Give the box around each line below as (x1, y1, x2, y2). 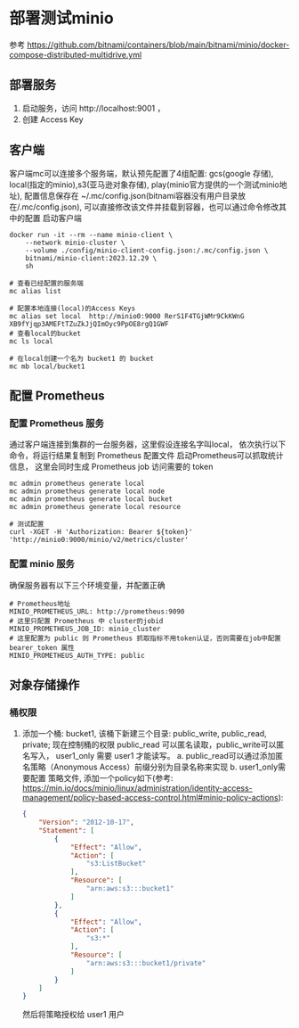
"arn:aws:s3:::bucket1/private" (85, 958, 206, 967)
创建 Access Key (21, 113, 84, 125)
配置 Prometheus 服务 (9, 416, 105, 429)
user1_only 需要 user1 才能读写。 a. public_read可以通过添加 (55, 751, 276, 761)
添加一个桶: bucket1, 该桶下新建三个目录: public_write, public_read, (21, 728, 267, 739)
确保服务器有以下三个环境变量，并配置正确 (9, 580, 166, 590)
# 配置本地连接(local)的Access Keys (9, 304, 136, 313)
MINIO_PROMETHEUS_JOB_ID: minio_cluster (9, 624, 162, 633)
